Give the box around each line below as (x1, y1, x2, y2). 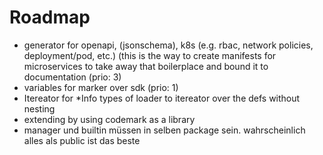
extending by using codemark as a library (23, 113, 196, 125)
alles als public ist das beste (23, 134, 141, 146)
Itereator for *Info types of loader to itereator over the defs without (23, 92, 301, 104)
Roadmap (9, 6, 91, 29)
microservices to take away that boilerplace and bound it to (23, 60, 269, 72)
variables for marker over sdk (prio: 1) (23, 81, 179, 93)
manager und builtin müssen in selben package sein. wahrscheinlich (23, 124, 306, 136)
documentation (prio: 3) (23, 71, 122, 83)
